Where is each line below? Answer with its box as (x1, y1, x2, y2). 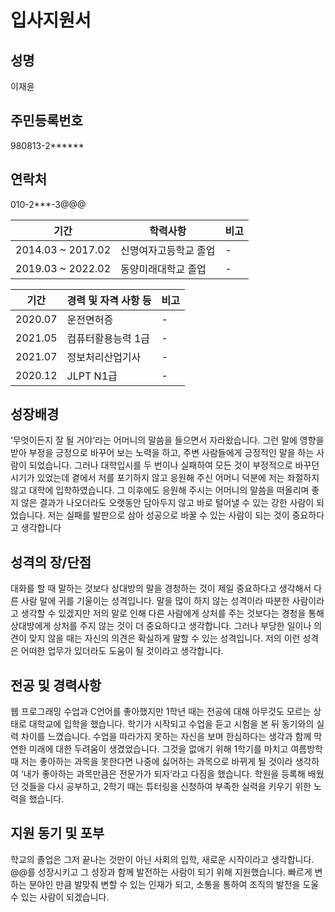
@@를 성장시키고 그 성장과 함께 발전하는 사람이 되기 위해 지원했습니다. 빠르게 (10, 866, 313, 878)
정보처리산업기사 (66, 350, 142, 364)
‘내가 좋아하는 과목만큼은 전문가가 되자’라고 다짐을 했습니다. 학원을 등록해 (20, 768, 306, 780)
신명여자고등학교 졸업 (120, 243, 216, 257)
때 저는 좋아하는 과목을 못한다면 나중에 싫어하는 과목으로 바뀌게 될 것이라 (10, 756, 293, 768)
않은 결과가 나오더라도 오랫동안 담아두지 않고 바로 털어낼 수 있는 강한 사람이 (20, 497, 315, 509)
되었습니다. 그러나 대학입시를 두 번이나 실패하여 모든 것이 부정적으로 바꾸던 (28, 459, 320, 471)
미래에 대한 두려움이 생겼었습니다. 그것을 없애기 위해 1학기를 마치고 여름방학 (28, 743, 323, 755)
